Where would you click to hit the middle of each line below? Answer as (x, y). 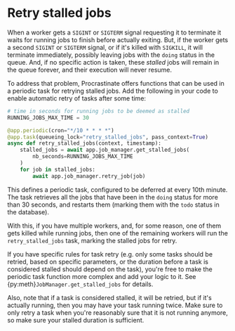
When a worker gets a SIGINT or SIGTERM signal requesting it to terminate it (114, 32)
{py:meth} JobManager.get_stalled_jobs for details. (80, 284)
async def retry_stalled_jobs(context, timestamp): (84, 143)
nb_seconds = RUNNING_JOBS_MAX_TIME (83, 157)
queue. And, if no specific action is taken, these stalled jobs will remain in (113, 62)
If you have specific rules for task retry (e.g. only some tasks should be (110, 254)
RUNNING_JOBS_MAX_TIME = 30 (48, 117)
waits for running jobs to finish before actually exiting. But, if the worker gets (118, 39)
